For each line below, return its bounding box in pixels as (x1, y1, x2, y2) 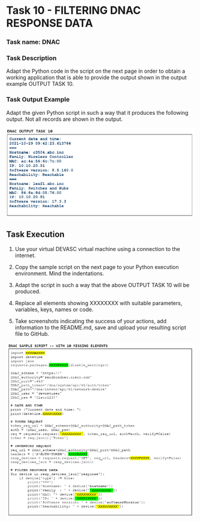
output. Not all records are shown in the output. (6, 115, 123, 123)
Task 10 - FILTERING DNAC (6, 4, 141, 17)
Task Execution (6, 229, 65, 240)
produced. (14, 288, 41, 295)
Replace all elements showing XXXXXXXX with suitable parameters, (14, 299, 183, 306)
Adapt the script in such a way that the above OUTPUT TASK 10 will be (14, 281, 190, 288)
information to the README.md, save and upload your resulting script (14, 324, 187, 331)
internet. (14, 252, 36, 259)
